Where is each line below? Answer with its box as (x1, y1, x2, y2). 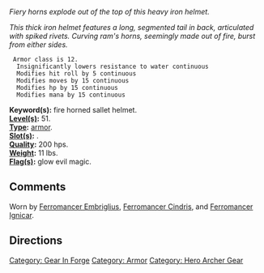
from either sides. (9, 40, 68, 49)
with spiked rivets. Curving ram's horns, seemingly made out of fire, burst (9, 32, 256, 41)
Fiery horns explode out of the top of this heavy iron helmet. (9, 7, 210, 16)
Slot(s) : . (9, 131, 39, 140)
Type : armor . (9, 122, 53, 132)
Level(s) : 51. (9, 113, 51, 123)
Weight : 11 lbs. (9, 148, 58, 157)
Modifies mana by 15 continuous (16, 91, 126, 99)
